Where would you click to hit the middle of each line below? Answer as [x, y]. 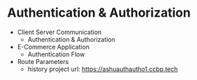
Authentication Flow [56, 54]
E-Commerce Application [53, 47]
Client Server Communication [59, 32]
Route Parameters [43, 61]
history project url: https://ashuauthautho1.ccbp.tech [103, 69]
